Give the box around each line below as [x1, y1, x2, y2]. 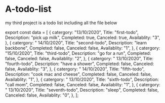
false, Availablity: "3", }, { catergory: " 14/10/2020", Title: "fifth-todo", [5, 66, 145, 72]
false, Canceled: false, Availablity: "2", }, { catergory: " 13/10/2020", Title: [5, 55, 154, 61]
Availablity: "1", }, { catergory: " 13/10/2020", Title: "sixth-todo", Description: [5, 76, 159, 82]
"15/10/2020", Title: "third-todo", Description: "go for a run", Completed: [5, 50, 151, 56]
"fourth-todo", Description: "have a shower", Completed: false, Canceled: [5, 61, 154, 67]
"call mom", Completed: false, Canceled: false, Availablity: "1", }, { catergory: [5, 81, 161, 87]
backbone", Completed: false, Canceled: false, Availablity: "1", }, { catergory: [5, 45, 161, 51]
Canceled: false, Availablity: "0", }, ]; [5, 92, 79, 98]
